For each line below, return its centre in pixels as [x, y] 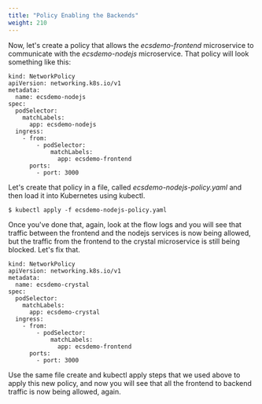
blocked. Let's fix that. [44, 249]
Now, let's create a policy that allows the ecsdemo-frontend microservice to [131, 45]
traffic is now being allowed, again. [65, 391]
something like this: [40, 62]
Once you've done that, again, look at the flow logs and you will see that [125, 224]
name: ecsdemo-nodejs [51, 97]
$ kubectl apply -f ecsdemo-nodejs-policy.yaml [88, 210]
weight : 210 [28, 23]
